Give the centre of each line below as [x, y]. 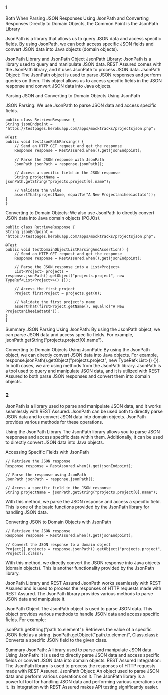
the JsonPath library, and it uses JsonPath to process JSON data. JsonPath [83, 70]
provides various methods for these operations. [54, 422]
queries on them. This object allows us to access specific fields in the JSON [83, 81]
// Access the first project [45, 289]
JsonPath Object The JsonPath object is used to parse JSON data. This [79, 608]
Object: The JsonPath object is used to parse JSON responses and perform [83, 75]
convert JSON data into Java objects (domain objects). [62, 49]
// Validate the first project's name [55, 302]
